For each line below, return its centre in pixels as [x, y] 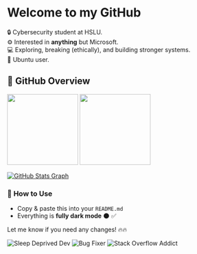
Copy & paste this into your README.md [70, 209]
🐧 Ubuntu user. [28, 59]
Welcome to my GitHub [74, 13]
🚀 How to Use [30, 194]
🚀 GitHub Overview [49, 81]
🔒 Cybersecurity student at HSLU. [55, 32]
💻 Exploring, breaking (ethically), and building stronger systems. [99, 49]
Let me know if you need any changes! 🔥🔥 [67, 230]
